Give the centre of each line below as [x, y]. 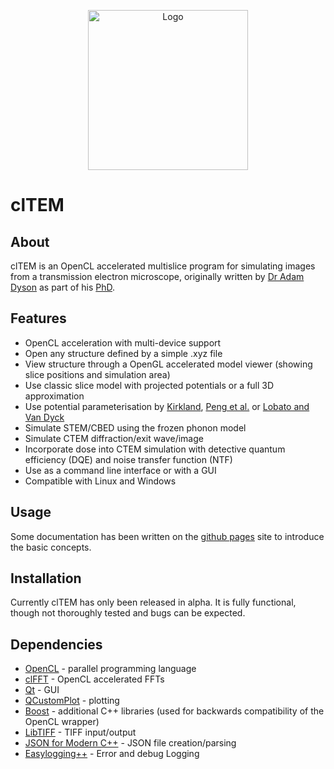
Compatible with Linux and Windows [100, 481]
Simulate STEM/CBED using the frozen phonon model [135, 427]
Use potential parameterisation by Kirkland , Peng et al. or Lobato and [167, 406]
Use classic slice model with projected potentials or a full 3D [149, 385]
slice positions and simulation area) [97, 374]
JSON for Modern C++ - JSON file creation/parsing [130, 743]
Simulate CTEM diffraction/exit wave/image [114, 438]
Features [38, 318]
